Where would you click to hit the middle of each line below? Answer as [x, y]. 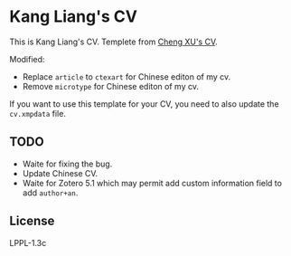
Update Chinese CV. [60, 173]
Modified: [27, 59]
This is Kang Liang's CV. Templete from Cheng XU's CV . [114, 42]
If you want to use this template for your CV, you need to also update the [144, 104]
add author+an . [50, 193]
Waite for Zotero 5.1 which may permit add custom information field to [152, 183]
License [32, 221]
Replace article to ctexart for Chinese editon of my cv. [127, 76]
